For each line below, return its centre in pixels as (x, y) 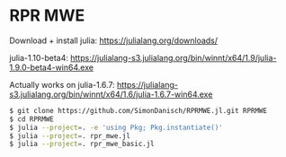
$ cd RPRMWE (31, 119)
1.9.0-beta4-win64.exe (52, 67)
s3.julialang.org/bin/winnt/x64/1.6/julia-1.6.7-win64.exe (111, 94)
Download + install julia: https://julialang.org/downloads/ (114, 40)
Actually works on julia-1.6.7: (62, 84)
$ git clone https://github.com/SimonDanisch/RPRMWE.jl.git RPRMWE (139, 110)
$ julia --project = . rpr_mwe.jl (70, 135)
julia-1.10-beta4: (39, 57)
